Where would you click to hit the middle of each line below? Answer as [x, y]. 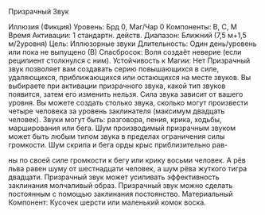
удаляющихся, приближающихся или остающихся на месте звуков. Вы [130, 77]
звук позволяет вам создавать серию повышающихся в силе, [114, 69]
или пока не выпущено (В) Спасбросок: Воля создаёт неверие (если [125, 52]
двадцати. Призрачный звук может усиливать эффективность [114, 177]
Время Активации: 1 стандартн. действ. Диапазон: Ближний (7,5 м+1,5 [127, 35]
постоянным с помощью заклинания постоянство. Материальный [121, 194]
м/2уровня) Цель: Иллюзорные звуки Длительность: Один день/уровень [132, 44]
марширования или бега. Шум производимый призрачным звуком [122, 128]
